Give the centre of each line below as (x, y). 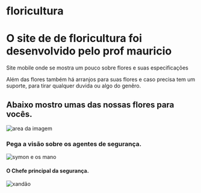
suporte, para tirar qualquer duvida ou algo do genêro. (74, 86)
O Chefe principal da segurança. (48, 171)
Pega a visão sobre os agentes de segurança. (74, 144)
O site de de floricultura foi (74, 39)
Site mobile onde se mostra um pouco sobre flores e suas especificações (97, 68)
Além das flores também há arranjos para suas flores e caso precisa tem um (101, 80)
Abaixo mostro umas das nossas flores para (90, 105)
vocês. (19, 114)
